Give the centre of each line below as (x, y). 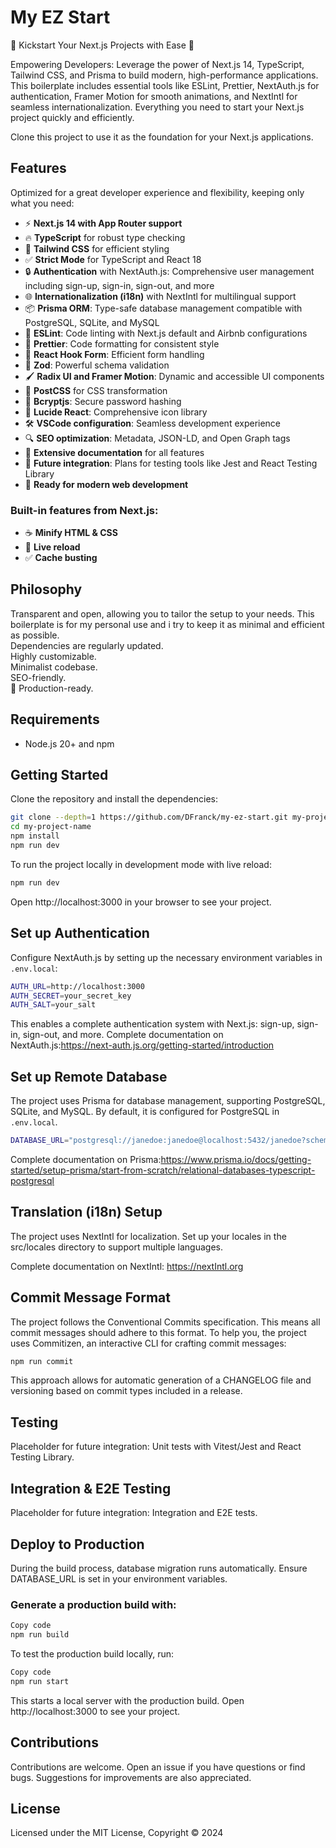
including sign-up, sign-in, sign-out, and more (119, 285)
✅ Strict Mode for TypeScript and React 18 (113, 259)
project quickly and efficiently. (72, 117)
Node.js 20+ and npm (69, 743)
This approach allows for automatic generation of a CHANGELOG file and (161, 1380)
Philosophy (46, 589)
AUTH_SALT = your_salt (53, 1005)
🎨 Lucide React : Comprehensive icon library (116, 412)
